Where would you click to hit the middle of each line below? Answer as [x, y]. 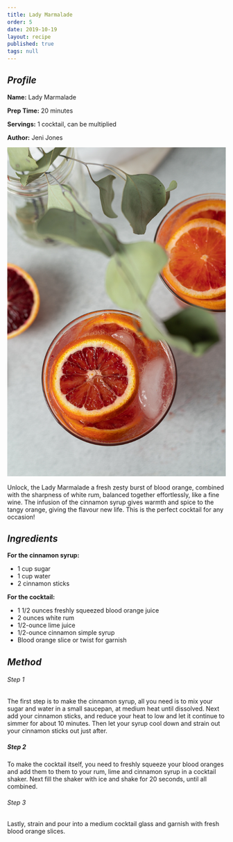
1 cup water [34, 576]
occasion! [21, 517]
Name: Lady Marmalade [42, 97]
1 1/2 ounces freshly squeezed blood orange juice [88, 610]
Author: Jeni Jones [35, 137]
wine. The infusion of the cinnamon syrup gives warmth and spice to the [111, 502]
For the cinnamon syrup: [43, 556]
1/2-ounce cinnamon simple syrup [66, 633]
